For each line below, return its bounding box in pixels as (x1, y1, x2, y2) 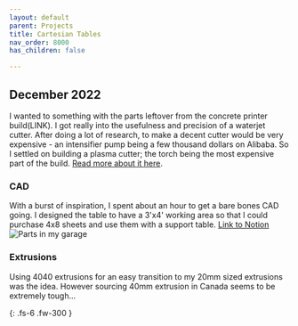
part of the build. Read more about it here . (9, 158, 163, 168)
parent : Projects (9, 21, 74, 30)
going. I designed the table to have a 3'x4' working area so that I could (9, 210, 269, 221)
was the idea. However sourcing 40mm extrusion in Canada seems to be (9, 281, 276, 291)
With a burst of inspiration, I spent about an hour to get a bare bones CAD (9, 200, 279, 211)
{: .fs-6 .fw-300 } (9, 307, 73, 318)
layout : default (9, 12, 69, 22)
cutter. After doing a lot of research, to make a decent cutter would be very (9, 129, 284, 140)
